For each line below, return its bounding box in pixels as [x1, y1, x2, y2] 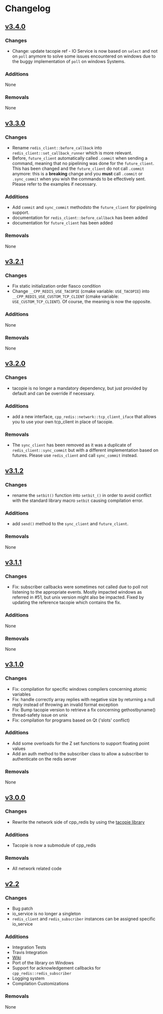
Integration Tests [12, 944, 46, 950]
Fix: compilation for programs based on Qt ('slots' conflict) [12, 717, 130, 723]
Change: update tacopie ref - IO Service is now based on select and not [12, 48, 158, 54]
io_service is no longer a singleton [12, 911, 81, 917]
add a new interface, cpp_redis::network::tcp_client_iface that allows [12, 414, 157, 420]
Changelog [5, 3, 51, 14]
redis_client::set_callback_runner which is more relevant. [12, 150, 133, 156]
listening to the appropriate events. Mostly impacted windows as [12, 589, 143, 595]
